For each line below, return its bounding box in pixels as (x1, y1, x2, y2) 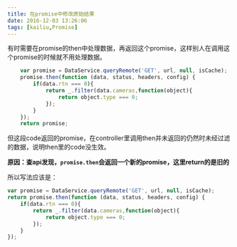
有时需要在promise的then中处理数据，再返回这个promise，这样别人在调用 (7, 44, 224, 53)
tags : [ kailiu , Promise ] (7, 23, 78, 31)
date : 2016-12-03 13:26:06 (7, 17, 88, 24)
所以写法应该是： (7, 173, 58, 182)
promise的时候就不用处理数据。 (13, 53, 107, 61)
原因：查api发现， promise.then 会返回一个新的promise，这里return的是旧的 (7, 158, 230, 167)
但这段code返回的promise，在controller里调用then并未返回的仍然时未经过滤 (7, 134, 231, 142)
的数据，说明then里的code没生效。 (7, 143, 110, 152)
